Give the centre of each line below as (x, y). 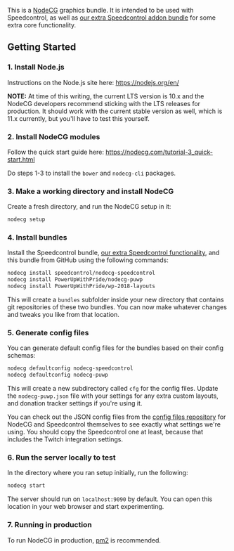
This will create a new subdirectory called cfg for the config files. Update (113, 389)
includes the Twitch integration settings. (65, 439)
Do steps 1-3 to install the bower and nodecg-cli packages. (92, 173)
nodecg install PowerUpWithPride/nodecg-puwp (75, 280)
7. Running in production (50, 525)
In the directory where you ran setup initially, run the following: (98, 473)
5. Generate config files (48, 333)
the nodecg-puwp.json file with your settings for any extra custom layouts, (113, 396)
